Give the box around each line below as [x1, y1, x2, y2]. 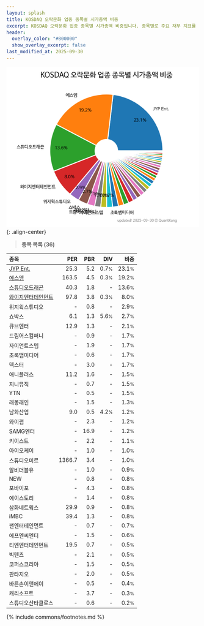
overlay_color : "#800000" [12, 36, 78, 42]
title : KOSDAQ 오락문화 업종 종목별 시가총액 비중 [6, 16, 118, 23]
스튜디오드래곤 [9, 284, 44, 291]
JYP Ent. [9, 265, 31, 272]
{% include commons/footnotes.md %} [6, 613, 105, 620]
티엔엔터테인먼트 [9, 541, 49, 548]
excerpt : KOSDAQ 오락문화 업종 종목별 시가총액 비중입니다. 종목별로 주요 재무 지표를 [6, 23, 197, 29]
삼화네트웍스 [9, 503, 39, 511]
